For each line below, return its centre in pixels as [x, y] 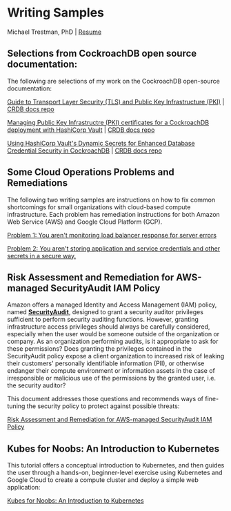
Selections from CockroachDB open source [102, 54]
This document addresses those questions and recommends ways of [106, 399]
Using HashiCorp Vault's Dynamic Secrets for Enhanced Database [101, 143]
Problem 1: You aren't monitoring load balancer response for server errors [112, 235]
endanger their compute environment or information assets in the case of [111, 371]
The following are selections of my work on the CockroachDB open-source [114, 81]
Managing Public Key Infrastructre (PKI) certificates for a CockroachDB [108, 122]
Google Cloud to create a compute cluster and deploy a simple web [103, 480]
